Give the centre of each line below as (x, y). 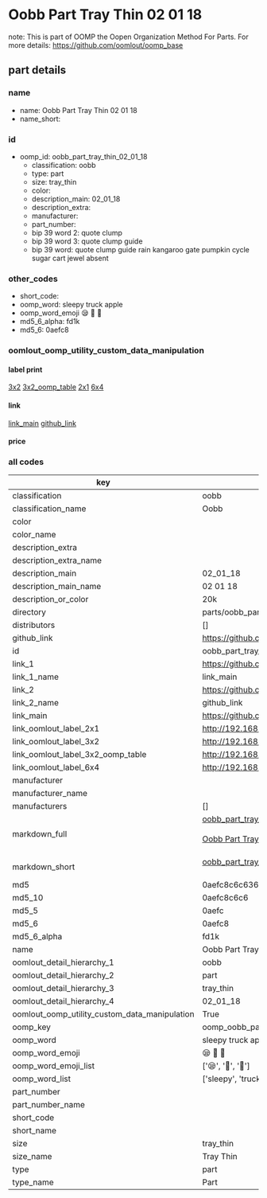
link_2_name (36, 703)
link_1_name (36, 677)
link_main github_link (43, 423)
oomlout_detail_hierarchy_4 (63, 1001)
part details (37, 70)
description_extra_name (57, 560)
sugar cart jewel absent (70, 258)
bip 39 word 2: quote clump (77, 232)
